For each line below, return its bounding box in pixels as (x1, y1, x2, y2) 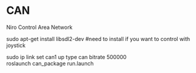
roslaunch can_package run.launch (6, 60, 94, 67)
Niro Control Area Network (6, 24, 73, 31)
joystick (6, 42, 26, 49)
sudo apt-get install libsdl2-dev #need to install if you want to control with (6, 35, 191, 42)
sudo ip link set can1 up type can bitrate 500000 (6, 53, 127, 60)
